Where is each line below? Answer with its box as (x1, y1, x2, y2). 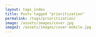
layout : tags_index (5, 7, 45, 12)
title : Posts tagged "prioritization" (5, 12, 85, 16)
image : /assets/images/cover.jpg (5, 20, 74, 25)
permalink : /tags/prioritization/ (5, 16, 76, 21)
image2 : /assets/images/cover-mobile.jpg (5, 25, 92, 30)
